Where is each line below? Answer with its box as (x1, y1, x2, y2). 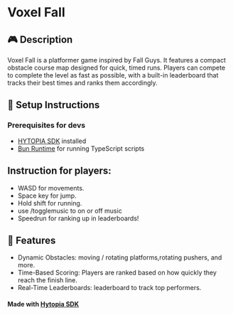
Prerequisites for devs (7, 120, 86, 130)
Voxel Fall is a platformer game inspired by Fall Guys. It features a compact (7, 56, 226, 64)
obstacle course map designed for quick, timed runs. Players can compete (7, 63, 226, 72)
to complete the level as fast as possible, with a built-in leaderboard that (7, 71, 219, 79)
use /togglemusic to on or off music (17, 206, 122, 215)
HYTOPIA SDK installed (17, 137, 87, 145)
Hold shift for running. (17, 198, 82, 207)
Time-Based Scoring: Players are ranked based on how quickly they (17, 268, 217, 277)
